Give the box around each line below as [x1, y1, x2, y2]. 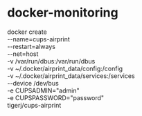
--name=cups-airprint [7, 35, 71, 43]
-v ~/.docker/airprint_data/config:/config [7, 64, 123, 72]
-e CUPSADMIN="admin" [7, 86, 80, 95]
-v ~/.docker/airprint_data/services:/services [7, 71, 135, 80]
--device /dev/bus [7, 79, 59, 87]
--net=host [7, 50, 39, 58]
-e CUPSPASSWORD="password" [7, 93, 105, 101]
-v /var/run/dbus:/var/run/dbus [7, 57, 96, 65]
